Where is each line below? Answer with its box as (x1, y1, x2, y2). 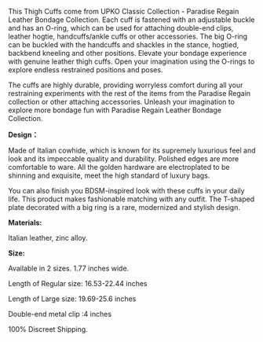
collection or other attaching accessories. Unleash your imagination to (8, 97, 236, 106)
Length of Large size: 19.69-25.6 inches (8, 294, 137, 303)
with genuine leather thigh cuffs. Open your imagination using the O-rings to (8, 57, 255, 66)
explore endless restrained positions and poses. (8, 65, 163, 74)
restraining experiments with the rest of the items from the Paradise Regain (8, 89, 251, 97)
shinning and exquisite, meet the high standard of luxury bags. (8, 171, 210, 180)
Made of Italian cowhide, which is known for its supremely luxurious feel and (8, 145, 256, 155)
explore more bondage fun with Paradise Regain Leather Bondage (8, 105, 222, 115)
